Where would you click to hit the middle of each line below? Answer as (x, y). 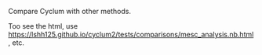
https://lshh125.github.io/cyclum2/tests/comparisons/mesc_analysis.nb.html (131, 34)
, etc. (16, 43)
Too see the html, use (43, 26)
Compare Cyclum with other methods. (70, 11)
